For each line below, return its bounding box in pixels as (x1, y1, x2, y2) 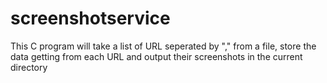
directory (10, 61, 48, 73)
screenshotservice (10, 7, 171, 30)
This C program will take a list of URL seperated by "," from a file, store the (10, 40, 317, 52)
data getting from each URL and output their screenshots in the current (10, 50, 303, 62)
